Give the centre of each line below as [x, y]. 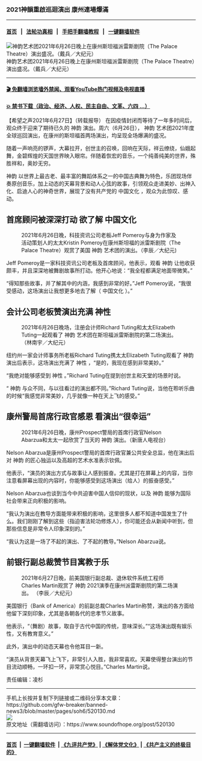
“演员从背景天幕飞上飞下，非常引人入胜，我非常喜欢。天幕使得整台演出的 [97, 659]
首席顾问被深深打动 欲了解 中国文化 [71, 219]
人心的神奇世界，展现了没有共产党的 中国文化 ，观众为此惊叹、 [105, 191]
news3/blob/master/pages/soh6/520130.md [61, 711]
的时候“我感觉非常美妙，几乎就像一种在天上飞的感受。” [73, 396]
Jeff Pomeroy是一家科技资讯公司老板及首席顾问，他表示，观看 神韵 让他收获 [101, 263]
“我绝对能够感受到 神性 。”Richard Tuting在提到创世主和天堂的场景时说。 [95, 375]
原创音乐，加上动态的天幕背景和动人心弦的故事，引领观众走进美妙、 [96, 184]
